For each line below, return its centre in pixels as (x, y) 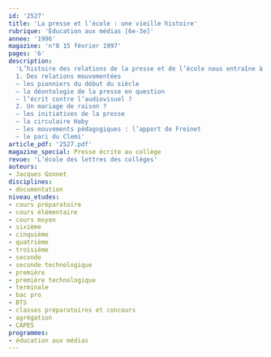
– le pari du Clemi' (50, 136)
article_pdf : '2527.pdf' (50, 144)
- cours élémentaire (43, 212)
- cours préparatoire (45, 204)
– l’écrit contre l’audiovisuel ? (74, 99)
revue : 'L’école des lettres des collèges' (83, 159)
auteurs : (23, 167)
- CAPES (22, 325)
